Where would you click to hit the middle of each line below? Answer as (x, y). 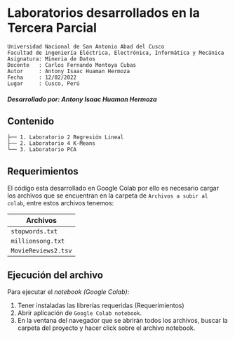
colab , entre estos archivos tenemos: (61, 203)
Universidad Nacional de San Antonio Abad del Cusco (86, 46)
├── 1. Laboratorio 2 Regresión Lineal (66, 137)
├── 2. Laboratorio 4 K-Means (52, 143)
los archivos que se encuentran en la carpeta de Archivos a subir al (108, 196)
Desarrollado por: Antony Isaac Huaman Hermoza (82, 99)
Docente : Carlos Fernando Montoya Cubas (72, 65)
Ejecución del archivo (55, 275)
